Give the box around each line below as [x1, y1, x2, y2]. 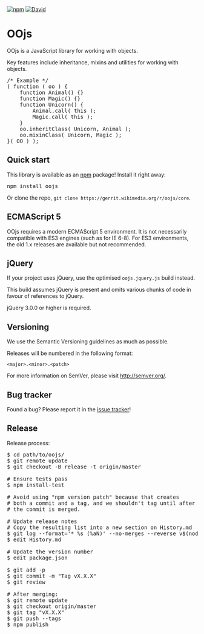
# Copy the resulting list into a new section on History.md [7, 524, 192, 531]
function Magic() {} [19, 95, 81, 102]
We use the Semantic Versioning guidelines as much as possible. [7, 338, 169, 345]
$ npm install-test [7, 481, 65, 488]
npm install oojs [7, 183, 58, 189]
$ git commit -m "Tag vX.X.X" [7, 572, 97, 579]
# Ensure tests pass [7, 475, 68, 482]
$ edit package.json [7, 554, 68, 561]
